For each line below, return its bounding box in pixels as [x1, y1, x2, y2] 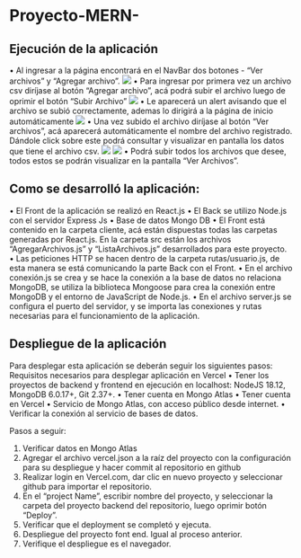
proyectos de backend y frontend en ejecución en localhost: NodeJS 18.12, [9, 379, 286, 390]
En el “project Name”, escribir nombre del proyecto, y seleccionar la [22, 491, 274, 501]
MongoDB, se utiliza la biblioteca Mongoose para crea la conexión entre [9, 281, 276, 292]
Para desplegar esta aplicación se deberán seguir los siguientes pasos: [9, 360, 273, 371]
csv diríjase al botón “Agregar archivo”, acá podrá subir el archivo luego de [9, 85, 286, 95]
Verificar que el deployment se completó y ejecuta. [22, 518, 212, 530]
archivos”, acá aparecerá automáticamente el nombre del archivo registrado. [9, 126, 293, 136]
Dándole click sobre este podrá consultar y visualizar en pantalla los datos [9, 136, 285, 146]
